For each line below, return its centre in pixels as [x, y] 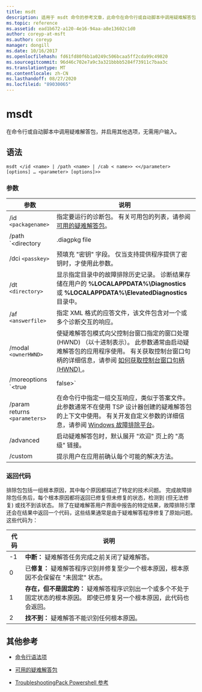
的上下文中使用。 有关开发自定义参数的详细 [117, 416]
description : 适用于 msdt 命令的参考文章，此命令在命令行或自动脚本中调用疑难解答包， [103, 17]
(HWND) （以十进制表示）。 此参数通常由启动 [120, 342]
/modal [19, 348]
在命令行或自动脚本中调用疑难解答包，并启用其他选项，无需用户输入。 [93, 131]
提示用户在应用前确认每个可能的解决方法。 [117, 456]
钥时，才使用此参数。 [87, 263]
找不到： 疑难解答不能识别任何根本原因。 [83, 618]
